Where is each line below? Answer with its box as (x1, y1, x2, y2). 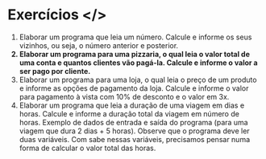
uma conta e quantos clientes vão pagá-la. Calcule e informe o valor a (19, 58, 259, 67)
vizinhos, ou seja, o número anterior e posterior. (19, 40, 179, 50)
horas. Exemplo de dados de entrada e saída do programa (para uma (19, 117, 248, 127)
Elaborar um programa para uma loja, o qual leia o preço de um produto (19, 75, 257, 84)
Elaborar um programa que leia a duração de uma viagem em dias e (19, 100, 245, 110)
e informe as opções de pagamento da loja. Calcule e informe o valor (19, 83, 249, 93)
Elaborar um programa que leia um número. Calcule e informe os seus (19, 32, 252, 42)
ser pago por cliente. (19, 66, 91, 75)
